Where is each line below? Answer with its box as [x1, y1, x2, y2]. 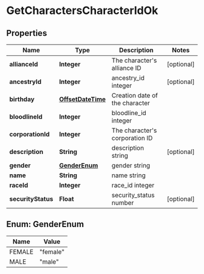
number [111, 198, 134, 207]
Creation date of [111, 91, 158, 99]
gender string [111, 161, 151, 169]
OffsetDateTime [59, 95, 106, 104]
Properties [6, 28, 47, 38]
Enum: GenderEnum [6, 219, 84, 230]
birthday [9, 95, 35, 104]
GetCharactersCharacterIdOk [6, 4, 158, 18]
